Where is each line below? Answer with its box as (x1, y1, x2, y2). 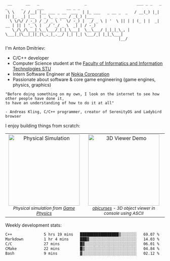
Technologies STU (12, 66, 52, 71)
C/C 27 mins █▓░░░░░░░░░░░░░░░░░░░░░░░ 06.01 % (5, 241, 159, 246)
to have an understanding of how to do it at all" (5, 100, 114, 105)
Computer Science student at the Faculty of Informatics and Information (12, 60, 163, 66)
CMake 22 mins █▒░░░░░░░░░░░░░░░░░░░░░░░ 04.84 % (5, 246, 159, 251)
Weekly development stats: (5, 222, 62, 228)
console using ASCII (103, 210, 144, 216)
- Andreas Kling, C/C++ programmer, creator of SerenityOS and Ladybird (5, 109, 162, 115)
